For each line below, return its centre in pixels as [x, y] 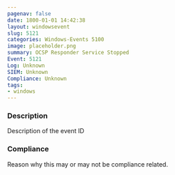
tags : [15, 85]
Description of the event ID [46, 131]
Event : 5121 [24, 59]
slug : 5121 [23, 33]
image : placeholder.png [42, 46]
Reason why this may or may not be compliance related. [88, 164]
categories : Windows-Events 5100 [56, 40]
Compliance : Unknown [37, 78]
